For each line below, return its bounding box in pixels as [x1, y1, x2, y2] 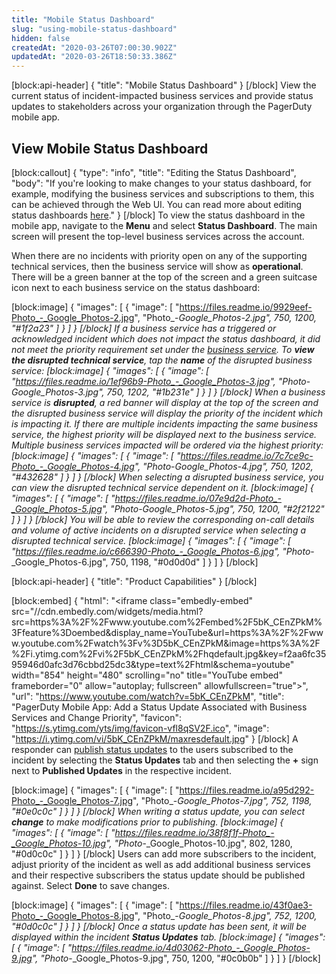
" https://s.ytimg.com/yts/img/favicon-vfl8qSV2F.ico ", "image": [11, 722, 270, 734]
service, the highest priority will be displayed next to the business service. [11, 428, 318, 440]
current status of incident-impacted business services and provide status [11, 90, 314, 102]
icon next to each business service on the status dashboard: [11, 281, 261, 293]
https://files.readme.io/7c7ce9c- [180, 449, 314, 461]
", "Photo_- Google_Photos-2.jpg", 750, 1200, [134, 311, 317, 323]
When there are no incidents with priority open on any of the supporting [11, 249, 308, 261]
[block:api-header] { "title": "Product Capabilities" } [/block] [11, 575, 258, 587]
